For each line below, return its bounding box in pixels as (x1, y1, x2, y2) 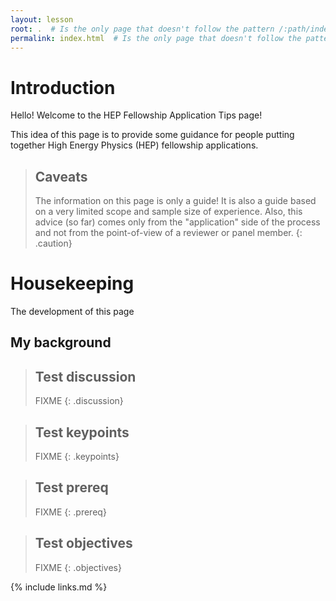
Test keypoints (34, 424, 130, 441)
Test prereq (34, 479, 109, 496)
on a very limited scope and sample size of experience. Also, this (34, 206, 303, 218)
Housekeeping (10, 272, 135, 295)
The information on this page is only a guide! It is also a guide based (34, 195, 317, 207)
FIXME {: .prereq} (34, 506, 107, 518)
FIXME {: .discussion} (34, 395, 124, 407)
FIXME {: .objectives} (34, 561, 122, 573)
